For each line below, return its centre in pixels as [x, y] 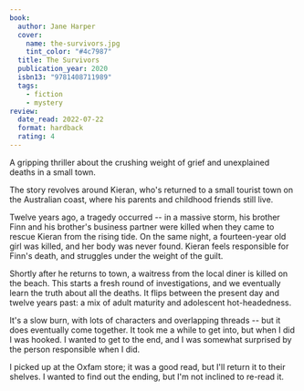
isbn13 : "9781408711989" [65, 77]
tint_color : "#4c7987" [69, 52]
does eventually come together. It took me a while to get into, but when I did [152, 330]
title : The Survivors [59, 60]
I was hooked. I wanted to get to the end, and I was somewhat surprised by [151, 339]
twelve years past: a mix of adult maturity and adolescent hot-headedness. [151, 303]
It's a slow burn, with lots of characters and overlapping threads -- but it [145, 320]
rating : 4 [36, 137]
